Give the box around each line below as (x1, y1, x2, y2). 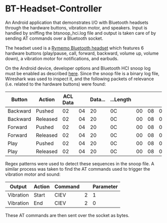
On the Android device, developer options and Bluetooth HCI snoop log (5, 65, 151, 71)
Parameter (92, 183, 118, 190)
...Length (110, 96, 132, 103)
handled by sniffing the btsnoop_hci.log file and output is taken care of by (5, 30, 157, 36)
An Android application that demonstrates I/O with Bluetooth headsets (5, 19, 149, 25)
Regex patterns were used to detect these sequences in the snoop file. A (5, 160, 155, 167)
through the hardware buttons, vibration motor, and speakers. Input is (5, 24, 148, 30)
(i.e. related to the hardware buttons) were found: (5, 81, 106, 87)
